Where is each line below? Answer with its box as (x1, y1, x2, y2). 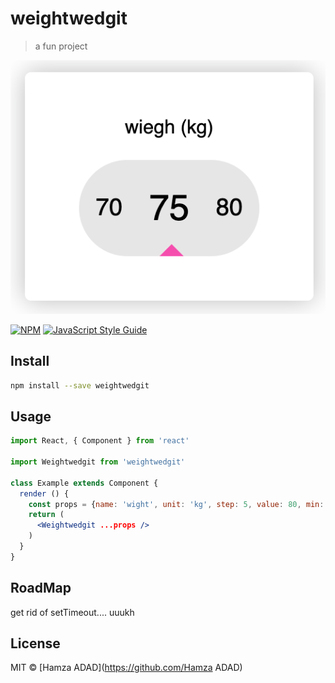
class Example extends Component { (10, 478, 159, 488)
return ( (28, 510, 65, 520)
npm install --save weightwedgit (10, 380, 150, 391)
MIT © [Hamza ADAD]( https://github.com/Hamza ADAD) (10, 662, 243, 674)
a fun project (34, 40, 88, 52)
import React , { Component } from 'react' (10, 436, 190, 446)
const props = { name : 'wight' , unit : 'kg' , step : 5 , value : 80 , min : (28, 499, 325, 509)
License (10, 635, 61, 652)
